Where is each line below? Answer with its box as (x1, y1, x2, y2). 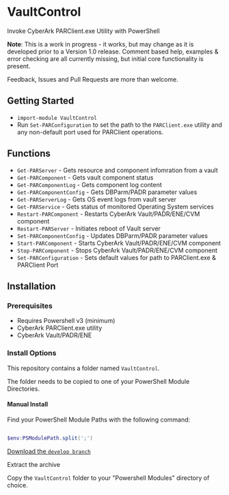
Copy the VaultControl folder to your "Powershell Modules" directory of (7, 474, 210, 482)
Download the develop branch (7, 447, 91, 455)
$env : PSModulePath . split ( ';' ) (7, 435, 94, 442)
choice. (7, 481, 29, 489)
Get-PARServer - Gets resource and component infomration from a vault (16, 166, 218, 174)
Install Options (7, 348, 57, 358)
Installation (7, 280, 56, 292)
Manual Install (7, 400, 49, 409)
